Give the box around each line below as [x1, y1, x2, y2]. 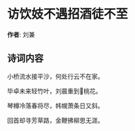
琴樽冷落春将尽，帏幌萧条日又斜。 [7, 101, 104, 110]
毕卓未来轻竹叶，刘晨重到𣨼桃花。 [7, 87, 102, 95]
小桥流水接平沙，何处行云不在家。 [7, 72, 104, 80]
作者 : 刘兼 [7, 30, 35, 39]
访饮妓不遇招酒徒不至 [7, 6, 129, 22]
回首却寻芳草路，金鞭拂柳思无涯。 [7, 116, 104, 124]
